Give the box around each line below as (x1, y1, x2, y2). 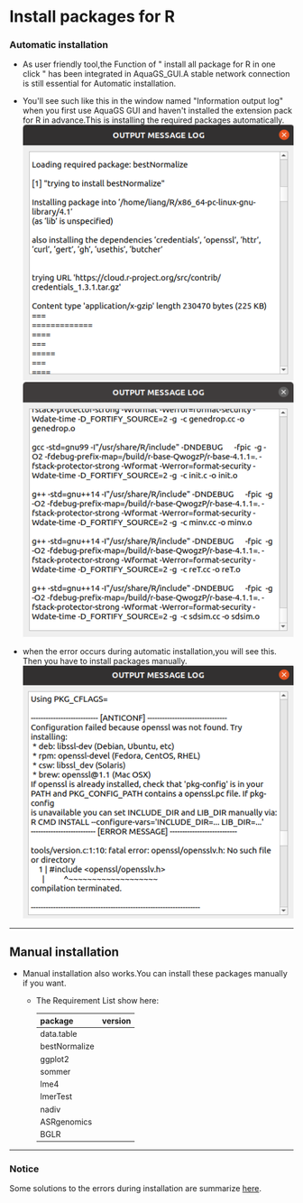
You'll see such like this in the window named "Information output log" (22, 96, 284, 106)
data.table (40, 1029, 78, 1040)
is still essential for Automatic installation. (22, 79, 177, 89)
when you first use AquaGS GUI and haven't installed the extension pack (22, 106, 293, 116)
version (102, 1015, 132, 1026)
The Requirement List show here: (35, 995, 160, 1006)
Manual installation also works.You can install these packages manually (22, 968, 288, 979)
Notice (9, 1162, 40, 1175)
